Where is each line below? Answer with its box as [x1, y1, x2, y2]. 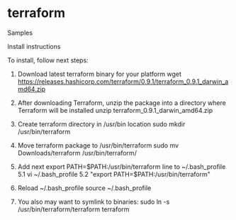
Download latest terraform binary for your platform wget [17, 70, 182, 78]
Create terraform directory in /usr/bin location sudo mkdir [17, 119, 186, 128]
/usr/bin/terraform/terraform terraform [17, 204, 130, 214]
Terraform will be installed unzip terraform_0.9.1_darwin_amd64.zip [17, 106, 213, 114]
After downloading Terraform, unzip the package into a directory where [17, 98, 227, 107]
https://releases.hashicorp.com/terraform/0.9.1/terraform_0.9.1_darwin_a [17, 77, 229, 86]
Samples [7, 28, 33, 37]
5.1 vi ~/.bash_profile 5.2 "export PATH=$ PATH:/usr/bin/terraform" [17, 170, 210, 178]
